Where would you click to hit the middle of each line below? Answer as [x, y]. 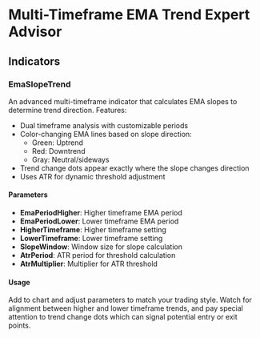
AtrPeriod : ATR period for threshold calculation [98, 256]
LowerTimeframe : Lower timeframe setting [91, 239]
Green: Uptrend [58, 143]
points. [20, 325]
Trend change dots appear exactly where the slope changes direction [134, 168]
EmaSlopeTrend [40, 84]
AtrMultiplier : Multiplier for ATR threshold [89, 264]
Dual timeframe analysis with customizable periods [104, 125]
